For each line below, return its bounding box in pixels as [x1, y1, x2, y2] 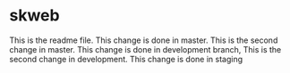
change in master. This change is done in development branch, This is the [9, 44, 282, 54]
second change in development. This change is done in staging [9, 53, 243, 64]
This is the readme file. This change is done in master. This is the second [9, 35, 278, 45]
